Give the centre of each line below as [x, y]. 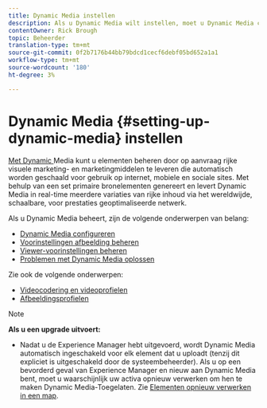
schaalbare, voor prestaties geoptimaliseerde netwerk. [98, 202]
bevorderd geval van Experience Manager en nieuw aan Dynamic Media [137, 370]
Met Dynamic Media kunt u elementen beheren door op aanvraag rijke [123, 160]
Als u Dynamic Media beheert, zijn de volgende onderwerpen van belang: [129, 218]
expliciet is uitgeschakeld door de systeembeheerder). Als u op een [130, 361]
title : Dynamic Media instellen [62, 16]
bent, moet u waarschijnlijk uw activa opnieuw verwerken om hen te [131, 379]
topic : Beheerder [37, 38]
